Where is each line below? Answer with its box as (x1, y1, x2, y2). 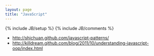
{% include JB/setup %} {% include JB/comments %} (5, 25, 114, 31)
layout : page (5, 7, 32, 12)
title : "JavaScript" (5, 12, 48, 17)
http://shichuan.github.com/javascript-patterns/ (12, 35, 109, 41)
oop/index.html (12, 45, 43, 51)
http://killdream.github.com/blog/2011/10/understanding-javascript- (12, 40, 149, 46)
